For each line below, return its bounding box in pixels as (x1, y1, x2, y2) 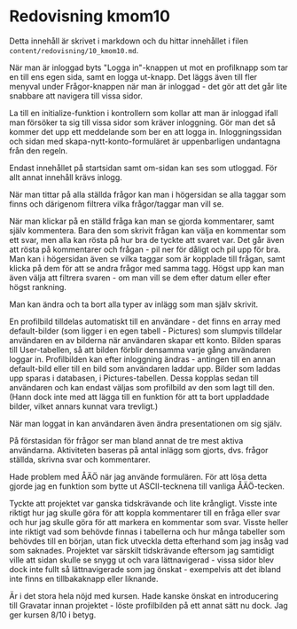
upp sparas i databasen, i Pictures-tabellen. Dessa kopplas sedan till (9, 373, 259, 383)
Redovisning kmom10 (9, 6, 171, 27)
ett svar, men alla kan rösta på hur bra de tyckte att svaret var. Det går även (9, 234, 285, 245)
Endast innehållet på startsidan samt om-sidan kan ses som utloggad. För (9, 162, 277, 173)
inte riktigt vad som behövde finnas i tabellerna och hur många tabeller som (9, 526, 285, 537)
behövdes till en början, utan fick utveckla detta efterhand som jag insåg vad (9, 535, 289, 546)
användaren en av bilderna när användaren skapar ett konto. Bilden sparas (9, 334, 282, 345)
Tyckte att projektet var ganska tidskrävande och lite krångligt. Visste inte (9, 498, 277, 508)
